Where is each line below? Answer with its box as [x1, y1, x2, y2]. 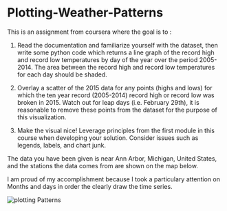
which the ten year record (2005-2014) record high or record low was [17, 91, 215, 99]
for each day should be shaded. [17, 70, 108, 79]
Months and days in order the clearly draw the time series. [7, 182, 173, 190]
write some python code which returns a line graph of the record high [17, 48, 215, 57]
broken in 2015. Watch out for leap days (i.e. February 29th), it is [17, 98, 199, 106]
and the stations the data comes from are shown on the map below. [7, 161, 198, 170]
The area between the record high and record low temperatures [34, 63, 215, 71]
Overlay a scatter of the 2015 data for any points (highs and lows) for [17, 83, 213, 92]
